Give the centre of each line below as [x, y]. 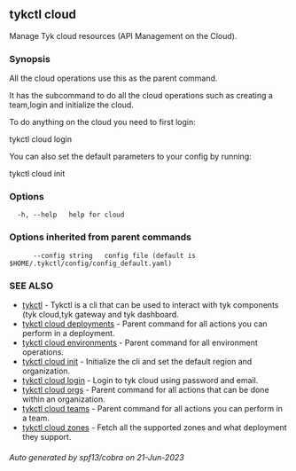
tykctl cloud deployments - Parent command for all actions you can [144, 324]
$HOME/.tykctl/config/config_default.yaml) [91, 263]
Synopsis [30, 59]
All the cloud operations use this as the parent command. [113, 78]
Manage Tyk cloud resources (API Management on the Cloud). [123, 35]
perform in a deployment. [68, 333]
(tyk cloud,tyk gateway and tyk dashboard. [100, 314]
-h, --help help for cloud [71, 215]
